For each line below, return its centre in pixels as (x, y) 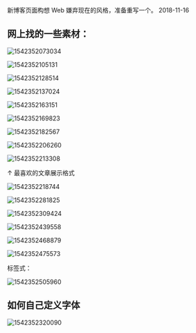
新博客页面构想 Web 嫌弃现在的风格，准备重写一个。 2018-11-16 (98, 10)
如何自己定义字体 (44, 306)
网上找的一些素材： (48, 34)
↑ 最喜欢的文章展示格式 (41, 172)
